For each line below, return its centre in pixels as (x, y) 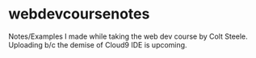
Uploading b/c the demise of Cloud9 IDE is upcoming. (98, 44)
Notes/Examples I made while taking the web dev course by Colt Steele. (128, 36)
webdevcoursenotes (79, 14)
